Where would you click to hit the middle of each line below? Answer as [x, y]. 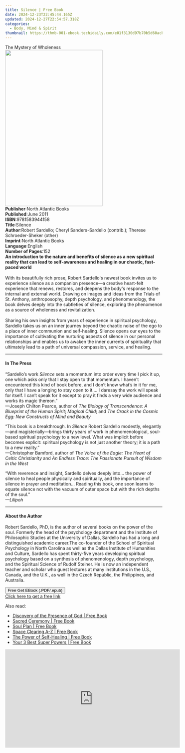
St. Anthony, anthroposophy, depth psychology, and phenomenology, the [80, 299]
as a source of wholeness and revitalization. [50, 310]
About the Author [24, 516]
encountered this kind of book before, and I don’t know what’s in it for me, [81, 385]
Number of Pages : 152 [28, 251]
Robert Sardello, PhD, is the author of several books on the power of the [79, 527]
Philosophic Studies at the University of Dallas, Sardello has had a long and [82, 537]
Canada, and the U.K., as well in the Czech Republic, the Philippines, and [80, 575]
